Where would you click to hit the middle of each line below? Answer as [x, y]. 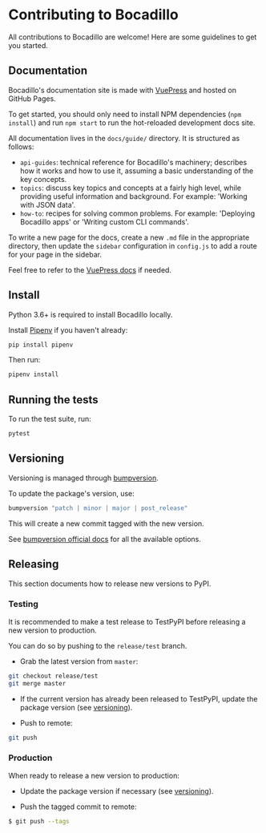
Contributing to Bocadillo [93, 15]
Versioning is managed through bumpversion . [83, 478]
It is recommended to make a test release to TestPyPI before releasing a [127, 621]
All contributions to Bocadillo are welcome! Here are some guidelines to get [133, 37]
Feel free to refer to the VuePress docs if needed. [90, 269]
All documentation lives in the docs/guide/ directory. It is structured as [124, 138]
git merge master [37, 683]
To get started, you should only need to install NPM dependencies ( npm [125, 114]
